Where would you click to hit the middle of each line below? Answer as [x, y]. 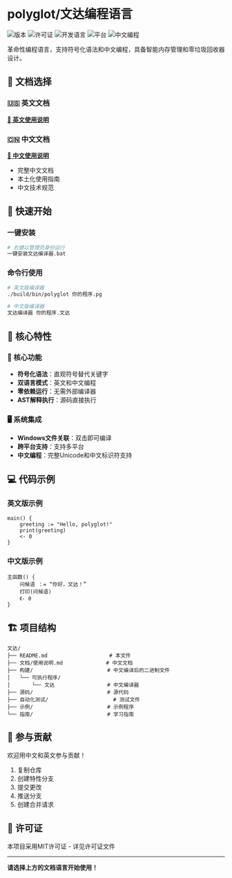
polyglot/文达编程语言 [70, 14]
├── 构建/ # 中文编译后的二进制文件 [89, 670]
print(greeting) [43, 530]
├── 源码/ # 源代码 [68, 692]
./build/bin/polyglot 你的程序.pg [55, 294]
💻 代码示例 [31, 479]
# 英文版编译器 [26, 287]
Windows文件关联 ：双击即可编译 [64, 438]
